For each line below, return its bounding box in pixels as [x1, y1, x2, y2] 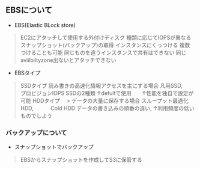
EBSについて [5, 5, 52, 16]
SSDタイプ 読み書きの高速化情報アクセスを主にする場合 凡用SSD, [20, 82, 183, 89]
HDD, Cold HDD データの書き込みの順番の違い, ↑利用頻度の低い [20, 104, 195, 112]
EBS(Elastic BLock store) [14, 21, 76, 28]
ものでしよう [20, 112, 52, 119]
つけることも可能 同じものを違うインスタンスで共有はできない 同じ [20, 49, 187, 56]
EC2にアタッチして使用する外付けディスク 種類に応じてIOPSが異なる [20, 34, 192, 41]
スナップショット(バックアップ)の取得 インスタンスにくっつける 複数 [20, 41, 190, 49]
